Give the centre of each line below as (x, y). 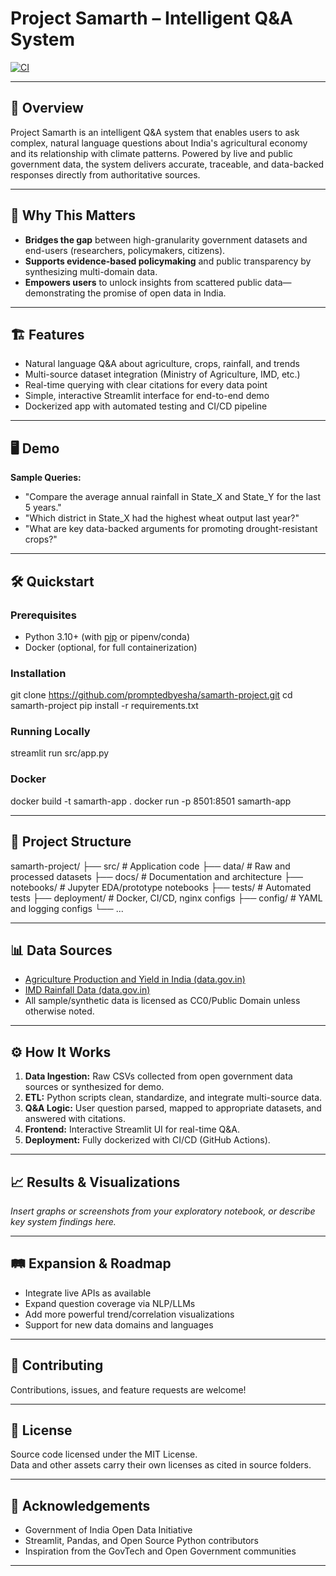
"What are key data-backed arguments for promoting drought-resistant (171, 529)
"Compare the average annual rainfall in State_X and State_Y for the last (172, 497)
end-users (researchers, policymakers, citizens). (125, 250)
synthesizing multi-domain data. (91, 271)
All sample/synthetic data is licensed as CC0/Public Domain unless (162, 1001)
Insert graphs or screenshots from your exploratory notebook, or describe (163, 1211)
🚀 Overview (47, 108)
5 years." (43, 508)
